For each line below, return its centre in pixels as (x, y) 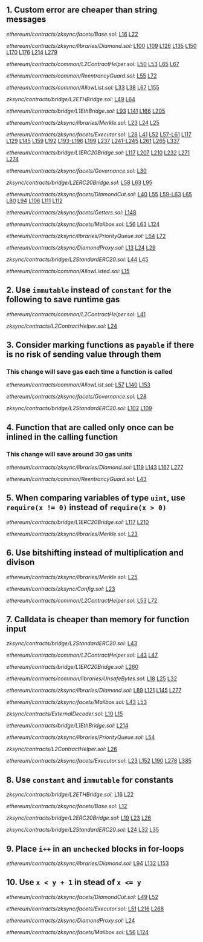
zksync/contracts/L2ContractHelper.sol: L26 (62, 749)
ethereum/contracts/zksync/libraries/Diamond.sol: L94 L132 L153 (88, 863)
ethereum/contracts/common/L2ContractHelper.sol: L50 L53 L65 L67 (93, 64)
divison (21, 562)
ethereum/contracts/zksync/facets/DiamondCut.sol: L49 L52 (82, 897)
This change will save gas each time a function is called (89, 371)
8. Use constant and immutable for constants (90, 780)
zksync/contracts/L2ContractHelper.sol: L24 (62, 326)
